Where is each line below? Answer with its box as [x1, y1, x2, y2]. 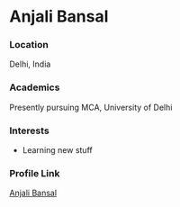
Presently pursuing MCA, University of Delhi [9, 102, 173, 112]
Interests [9, 124, 49, 137]
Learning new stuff [22, 145, 93, 156]
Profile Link [9, 167, 60, 179]
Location [9, 39, 49, 51]
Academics [9, 81, 60, 94]
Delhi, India [9, 58, 51, 69]
